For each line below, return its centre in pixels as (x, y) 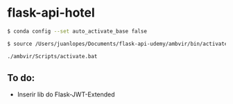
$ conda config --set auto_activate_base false (77, 31)
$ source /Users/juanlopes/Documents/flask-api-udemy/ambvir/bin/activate (118, 44)
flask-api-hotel (51, 13)
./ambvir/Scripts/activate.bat (52, 56)
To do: (21, 78)
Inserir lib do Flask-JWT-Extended (66, 94)
